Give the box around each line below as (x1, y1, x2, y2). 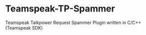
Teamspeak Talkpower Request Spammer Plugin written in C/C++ (5, 19, 141, 25)
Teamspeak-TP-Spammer (5, 3, 115, 14)
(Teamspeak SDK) (5, 24, 43, 30)
